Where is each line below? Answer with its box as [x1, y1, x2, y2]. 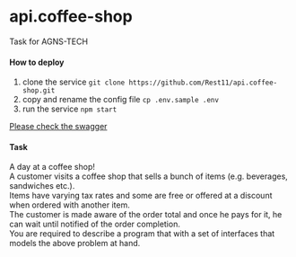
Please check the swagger [9, 121, 108, 132]
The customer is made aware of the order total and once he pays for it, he [9, 209, 283, 220]
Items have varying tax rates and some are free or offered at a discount [9, 191, 273, 201]
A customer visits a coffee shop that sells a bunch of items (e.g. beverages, [9, 171, 289, 182]
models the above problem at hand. [9, 238, 141, 249]
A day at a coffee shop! [9, 162, 96, 173]
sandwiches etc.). [9, 181, 75, 191]
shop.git [22, 86, 56, 95]
